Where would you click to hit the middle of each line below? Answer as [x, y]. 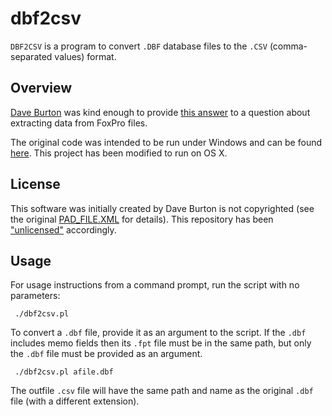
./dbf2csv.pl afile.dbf [64, 372]
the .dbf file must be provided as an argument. [106, 354]
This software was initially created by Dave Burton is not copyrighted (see [162, 208]
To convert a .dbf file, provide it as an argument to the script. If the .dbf [158, 333]
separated [31, 56]
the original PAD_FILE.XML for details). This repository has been [142, 219]
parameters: [35, 296]
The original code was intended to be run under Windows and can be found [166, 142]
